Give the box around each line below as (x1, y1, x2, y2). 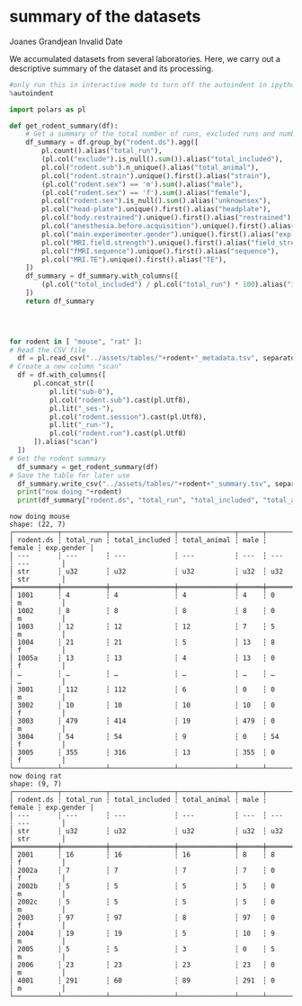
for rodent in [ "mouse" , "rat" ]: (9, 337, 143, 346)
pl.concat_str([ (32, 379, 94, 388)
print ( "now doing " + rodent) (17, 487, 123, 496)
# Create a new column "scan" (9, 362, 123, 371)
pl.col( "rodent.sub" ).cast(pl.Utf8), (49, 396, 191, 405)
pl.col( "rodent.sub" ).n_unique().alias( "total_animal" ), (41, 163, 259, 172)
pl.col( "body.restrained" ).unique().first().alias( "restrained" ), (41, 213, 296, 222)
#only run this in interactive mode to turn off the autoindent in (9, 80, 268, 89)
